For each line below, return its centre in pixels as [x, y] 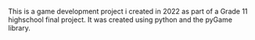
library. [20, 28]
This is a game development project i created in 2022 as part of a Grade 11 [128, 11]
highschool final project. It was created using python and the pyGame [120, 20]
